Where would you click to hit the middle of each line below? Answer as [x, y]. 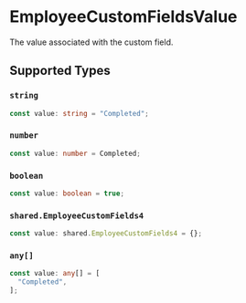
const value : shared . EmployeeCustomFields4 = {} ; [106, 234]
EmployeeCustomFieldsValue [123, 17]
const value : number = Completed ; [75, 153]
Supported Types [60, 71]
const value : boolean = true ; [67, 193]
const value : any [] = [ [55, 274]
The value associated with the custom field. [91, 42]
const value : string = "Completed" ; [79, 113]
